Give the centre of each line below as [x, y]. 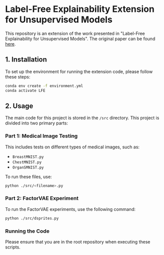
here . [10, 44]
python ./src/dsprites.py [32, 218]
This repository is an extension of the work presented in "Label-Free [75, 33]
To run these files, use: [29, 177]
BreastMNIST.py [28, 157]
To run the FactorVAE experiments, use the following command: [70, 209]
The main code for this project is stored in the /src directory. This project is [82, 118]
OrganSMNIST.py [28, 167]
